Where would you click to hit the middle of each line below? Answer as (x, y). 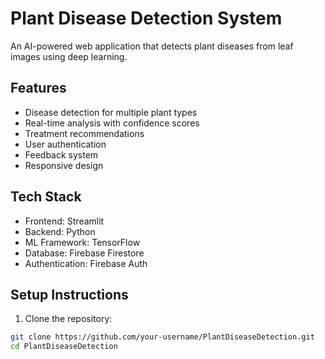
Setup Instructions (69, 294)
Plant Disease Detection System (146, 18)
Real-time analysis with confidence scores (112, 123)
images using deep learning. (69, 56)
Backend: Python (60, 231)
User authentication (65, 144)
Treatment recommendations (84, 133)
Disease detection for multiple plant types (111, 112)
